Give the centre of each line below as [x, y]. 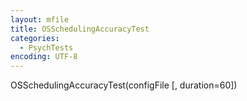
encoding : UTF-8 [44, 57]
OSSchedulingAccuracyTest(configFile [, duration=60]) [124, 85]
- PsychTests [46, 47]
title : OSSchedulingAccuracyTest [80, 29]
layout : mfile [40, 19]
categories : [35, 38]
